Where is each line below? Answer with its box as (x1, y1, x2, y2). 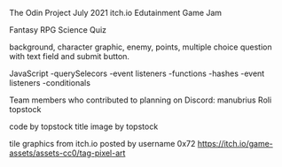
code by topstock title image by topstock (9, 121, 159, 132)
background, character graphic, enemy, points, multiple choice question (9, 42, 272, 52)
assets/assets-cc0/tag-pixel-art (9, 148, 126, 158)
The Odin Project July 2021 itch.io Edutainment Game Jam (9, 8, 223, 18)
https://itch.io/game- (197, 139, 273, 148)
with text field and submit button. (9, 51, 130, 61)
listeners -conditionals (9, 78, 91, 87)
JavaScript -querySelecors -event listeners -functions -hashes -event (9, 68, 265, 79)
